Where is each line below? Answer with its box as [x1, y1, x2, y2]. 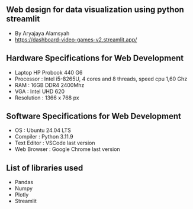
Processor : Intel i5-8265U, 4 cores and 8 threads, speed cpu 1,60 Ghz [14, 75, 188, 82]
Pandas [14, 179, 34, 186]
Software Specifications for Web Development [6, 111, 182, 121]
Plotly [14, 191, 29, 198]
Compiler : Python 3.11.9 [14, 133, 74, 140]
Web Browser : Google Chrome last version [14, 146, 120, 153]
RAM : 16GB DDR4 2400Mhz [14, 81, 85, 88]
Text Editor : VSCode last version [14, 139, 95, 147]
